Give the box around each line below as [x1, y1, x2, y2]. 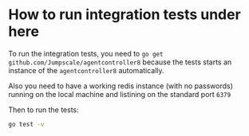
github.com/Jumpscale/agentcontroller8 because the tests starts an [8, 57, 232, 67]
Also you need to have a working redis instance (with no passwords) [8, 81, 234, 91]
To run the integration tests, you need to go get [8, 49, 164, 58]
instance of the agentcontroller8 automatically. [8, 65, 165, 75]
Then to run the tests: [8, 105, 80, 115]
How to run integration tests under [8, 6, 241, 24]
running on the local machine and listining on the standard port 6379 [8, 89, 231, 99]
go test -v [8, 120, 45, 128]
